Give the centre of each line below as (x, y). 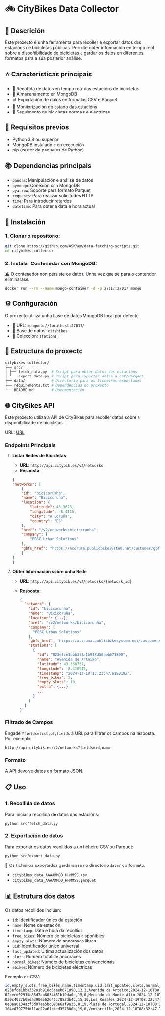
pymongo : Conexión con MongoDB (46, 186)
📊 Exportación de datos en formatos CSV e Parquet (65, 99)
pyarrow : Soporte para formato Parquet (51, 190)
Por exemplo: (18, 738)
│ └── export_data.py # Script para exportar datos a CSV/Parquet (74, 376)
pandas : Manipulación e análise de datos (53, 180)
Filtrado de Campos (29, 722)
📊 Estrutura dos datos (40, 896)
